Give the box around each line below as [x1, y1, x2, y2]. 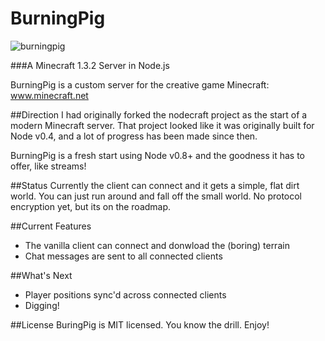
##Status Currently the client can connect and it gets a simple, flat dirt [10, 179, 300, 191]
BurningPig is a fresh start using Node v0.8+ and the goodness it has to [10, 149, 306, 161]
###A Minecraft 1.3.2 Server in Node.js [10, 59, 170, 71]
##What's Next [10, 269, 73, 281]
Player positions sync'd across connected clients [24, 288, 227, 301]
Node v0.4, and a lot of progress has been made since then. [10, 130, 258, 142]
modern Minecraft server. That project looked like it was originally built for [10, 119, 315, 131]
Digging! [24, 299, 60, 311]
